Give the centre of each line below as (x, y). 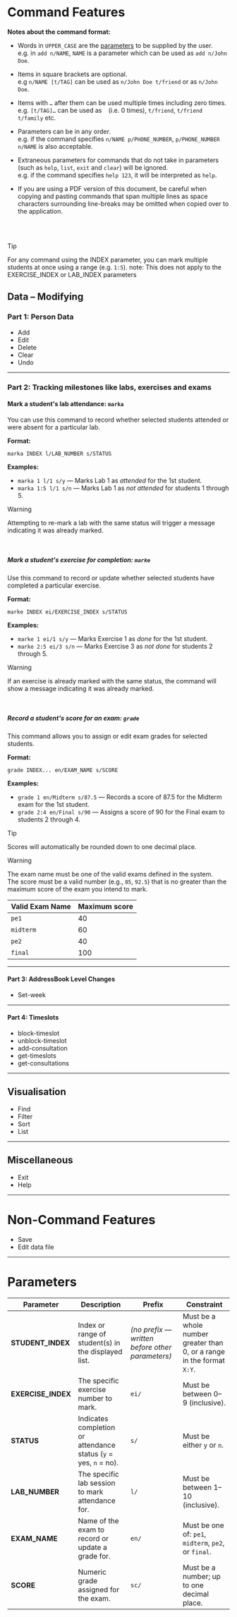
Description (101, 1304)
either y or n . (203, 1445)
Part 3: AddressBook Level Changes (61, 979)
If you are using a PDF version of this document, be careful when (112, 188)
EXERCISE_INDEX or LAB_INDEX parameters (72, 274)
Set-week (31, 994)
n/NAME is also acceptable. (55, 146)
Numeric (92, 1572)
